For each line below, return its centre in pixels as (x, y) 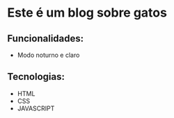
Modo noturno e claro (48, 55)
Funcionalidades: (46, 39)
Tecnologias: (36, 77)
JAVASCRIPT (36, 108)
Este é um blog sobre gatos (87, 13)
